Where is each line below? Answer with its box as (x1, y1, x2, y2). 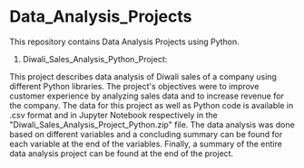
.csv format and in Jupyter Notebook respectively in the (9, 109, 218, 120)
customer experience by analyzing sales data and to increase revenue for (9, 90, 284, 101)
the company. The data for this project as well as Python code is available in (9, 99, 294, 110)
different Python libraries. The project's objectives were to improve (9, 80, 260, 91)
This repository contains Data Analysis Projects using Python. (9, 36, 240, 47)
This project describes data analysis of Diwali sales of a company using (9, 70, 277, 82)
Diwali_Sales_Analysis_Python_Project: (22, 53, 168, 64)
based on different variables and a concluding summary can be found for (9, 128, 283, 139)
